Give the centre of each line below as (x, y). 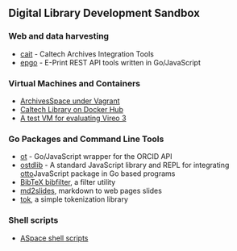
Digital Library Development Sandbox (104, 13)
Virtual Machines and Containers (75, 83)
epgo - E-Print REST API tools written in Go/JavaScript (110, 62)
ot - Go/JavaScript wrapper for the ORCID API (96, 157)
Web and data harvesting (59, 36)
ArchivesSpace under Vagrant (70, 101)
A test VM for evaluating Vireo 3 (73, 118)
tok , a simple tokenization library (74, 199)
